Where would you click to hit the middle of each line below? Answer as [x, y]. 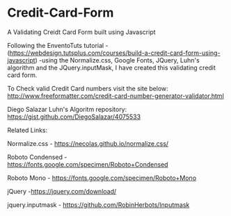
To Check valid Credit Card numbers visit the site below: [88, 88]
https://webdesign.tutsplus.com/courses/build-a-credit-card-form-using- [115, 53]
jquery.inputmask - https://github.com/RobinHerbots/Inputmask [98, 205]
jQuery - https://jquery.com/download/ [62, 191]
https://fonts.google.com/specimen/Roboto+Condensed [88, 164]
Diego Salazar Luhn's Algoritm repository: [67, 109]
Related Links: [27, 130]
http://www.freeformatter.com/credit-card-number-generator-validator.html [115, 96]
